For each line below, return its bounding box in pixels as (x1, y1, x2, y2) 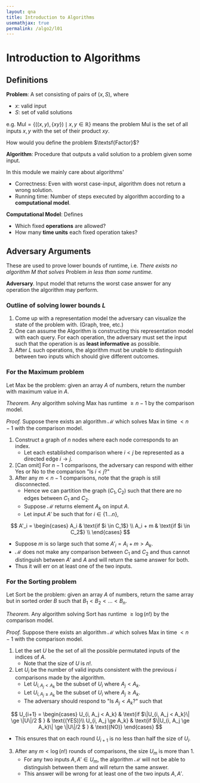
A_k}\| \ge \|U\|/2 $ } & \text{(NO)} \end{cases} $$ (38, 723, 163, 730)
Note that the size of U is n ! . (23, 659, 93, 667)
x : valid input (14, 102, 47, 109)
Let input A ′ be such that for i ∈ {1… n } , (23, 511, 119, 518)
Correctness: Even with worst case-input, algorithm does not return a (14, 180, 186, 187)
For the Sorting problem (6, 577, 77, 586)
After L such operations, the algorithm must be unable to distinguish (14, 346, 182, 354)
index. (14, 442, 30, 449)
